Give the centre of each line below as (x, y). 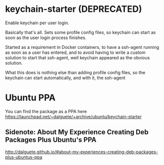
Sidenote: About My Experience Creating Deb (77, 132)
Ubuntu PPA (30, 98)
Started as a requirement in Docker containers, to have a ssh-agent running (82, 47)
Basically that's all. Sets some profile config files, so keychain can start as (81, 32)
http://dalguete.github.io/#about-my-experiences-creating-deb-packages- (82, 152)
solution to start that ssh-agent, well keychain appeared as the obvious (78, 57)
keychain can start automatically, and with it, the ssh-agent (65, 78)
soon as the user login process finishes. (46, 38)
